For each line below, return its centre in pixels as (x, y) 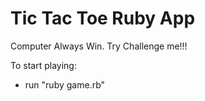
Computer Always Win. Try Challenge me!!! (99, 46)
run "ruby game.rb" (65, 84)
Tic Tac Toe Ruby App (103, 18)
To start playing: (43, 65)
